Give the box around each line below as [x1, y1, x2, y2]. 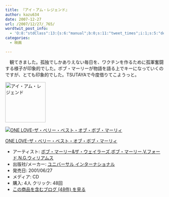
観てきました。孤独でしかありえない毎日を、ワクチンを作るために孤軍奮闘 [9, 59, 164, 65]
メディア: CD [12, 173, 39, 179]
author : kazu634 [5, 12, 39, 17]
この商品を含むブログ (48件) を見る [12, 186, 86, 192]
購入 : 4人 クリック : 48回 [12, 180, 63, 186]
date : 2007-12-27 [5, 17, 42, 22]
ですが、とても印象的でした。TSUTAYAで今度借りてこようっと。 [5, 72, 139, 78]
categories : [5, 36, 30, 41]
